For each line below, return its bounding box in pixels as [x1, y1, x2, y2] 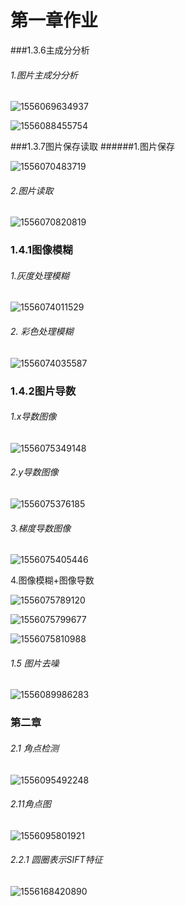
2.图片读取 [10, 184, 54, 196]
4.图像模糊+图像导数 [10, 574, 95, 586]
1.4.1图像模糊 [10, 243, 73, 257]
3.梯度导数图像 [10, 522, 72, 534]
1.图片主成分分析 [10, 69, 78, 81]
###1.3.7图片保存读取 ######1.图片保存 [10, 141, 175, 153]
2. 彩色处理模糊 [10, 326, 74, 338]
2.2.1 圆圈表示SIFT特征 [10, 854, 103, 866]
